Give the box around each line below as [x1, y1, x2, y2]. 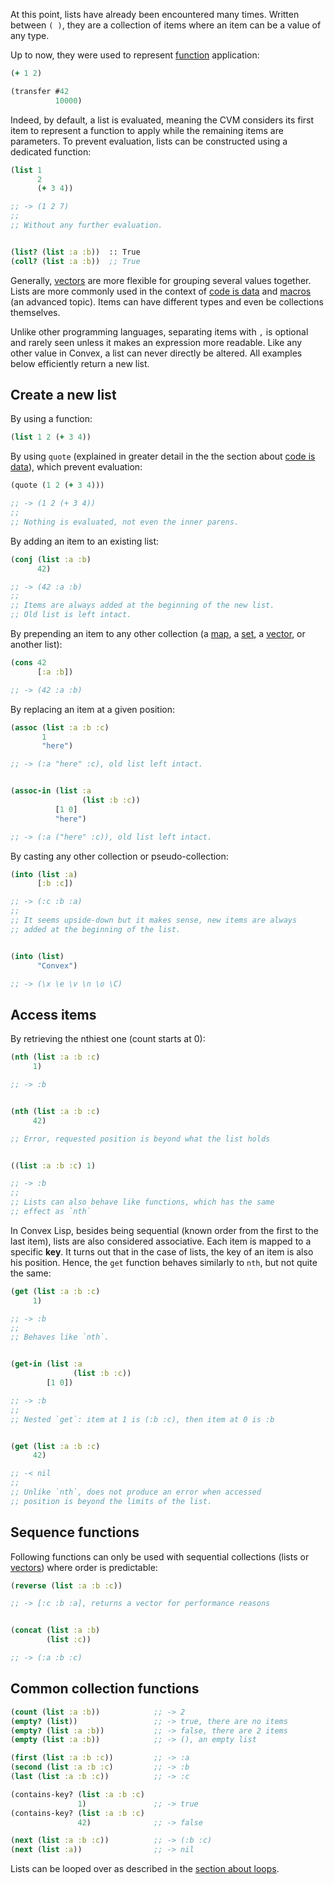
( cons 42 [10, 658, 47, 668]
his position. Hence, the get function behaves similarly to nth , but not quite [10, 1256, 318, 1268]
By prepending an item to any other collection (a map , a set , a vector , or [10, 628, 306, 640]
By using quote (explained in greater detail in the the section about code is [10, 450, 316, 463]
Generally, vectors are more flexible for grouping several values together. [10, 274, 312, 286]
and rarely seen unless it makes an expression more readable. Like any [10, 336, 303, 348]
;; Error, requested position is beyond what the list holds [10, 1134, 271, 1144]
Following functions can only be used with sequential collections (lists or [10, 1550, 310, 1563]
